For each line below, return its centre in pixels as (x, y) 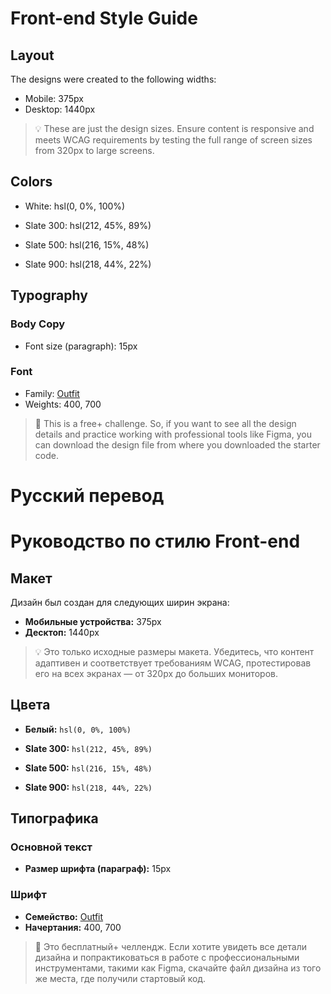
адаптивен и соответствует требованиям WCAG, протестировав (173, 663)
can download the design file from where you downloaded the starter (177, 444)
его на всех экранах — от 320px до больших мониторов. (156, 673)
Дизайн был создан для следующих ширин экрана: (120, 602)
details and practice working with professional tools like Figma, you (173, 434)
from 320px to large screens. (94, 150)
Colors (31, 182)
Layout (32, 55)
